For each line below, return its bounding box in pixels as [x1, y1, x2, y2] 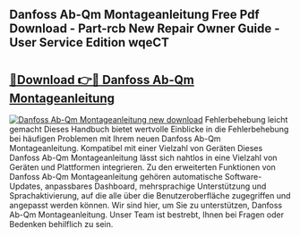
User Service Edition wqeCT [9, 35, 170, 50]
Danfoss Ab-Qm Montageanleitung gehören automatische [9, 172, 223, 182]
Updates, [9, 181, 43, 191]
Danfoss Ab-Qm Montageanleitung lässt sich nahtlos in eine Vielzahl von [9, 152, 278, 163]
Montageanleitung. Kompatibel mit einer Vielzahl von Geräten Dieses [9, 143, 263, 153]
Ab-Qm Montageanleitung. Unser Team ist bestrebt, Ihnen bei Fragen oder [9, 209, 285, 220]
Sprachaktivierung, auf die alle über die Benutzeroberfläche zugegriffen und [9, 190, 291, 200]
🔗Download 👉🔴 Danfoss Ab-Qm [9, 72, 194, 88]
